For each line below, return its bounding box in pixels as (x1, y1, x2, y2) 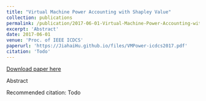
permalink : (6, 20, 34, 26)
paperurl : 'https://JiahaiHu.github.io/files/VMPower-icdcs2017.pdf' (6, 43, 188, 49)
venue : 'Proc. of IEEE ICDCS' (6, 37, 84, 43)
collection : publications (6, 15, 72, 21)
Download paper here (6, 65, 61, 72)
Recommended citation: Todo (6, 89, 81, 96)
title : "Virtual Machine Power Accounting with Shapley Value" (6, 9, 172, 15)
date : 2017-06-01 (6, 32, 51, 38)
